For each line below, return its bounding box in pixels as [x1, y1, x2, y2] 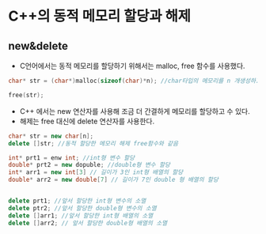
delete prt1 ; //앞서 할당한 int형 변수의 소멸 [8, 197, 146, 205]
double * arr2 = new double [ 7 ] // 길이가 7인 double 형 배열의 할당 [8, 175, 219, 184]
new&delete [8, 39, 69, 52]
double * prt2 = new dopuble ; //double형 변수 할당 [8, 161, 170, 169]
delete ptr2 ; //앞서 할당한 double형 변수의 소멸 [8, 204, 157, 212]
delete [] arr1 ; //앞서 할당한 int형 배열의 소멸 [8, 211, 154, 220]
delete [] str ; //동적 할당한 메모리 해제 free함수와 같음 [8, 139, 179, 147]
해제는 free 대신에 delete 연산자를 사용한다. [19, 116, 155, 126]
